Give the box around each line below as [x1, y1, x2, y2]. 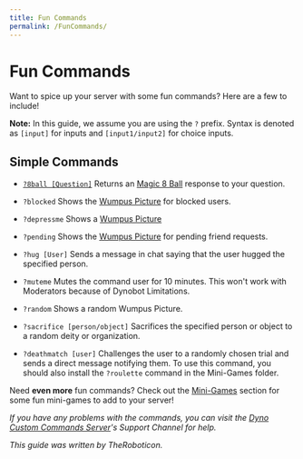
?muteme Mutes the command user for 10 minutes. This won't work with [22, 276, 288, 287]
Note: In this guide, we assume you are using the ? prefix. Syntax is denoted [9, 118, 295, 129]
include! [9, 101, 40, 112]
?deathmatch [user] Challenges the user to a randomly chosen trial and [22, 348, 289, 359]
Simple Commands [9, 154, 120, 169]
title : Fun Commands [9, 13, 88, 23]
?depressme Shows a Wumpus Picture [22, 214, 162, 225]
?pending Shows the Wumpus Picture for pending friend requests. [22, 231, 269, 242]
